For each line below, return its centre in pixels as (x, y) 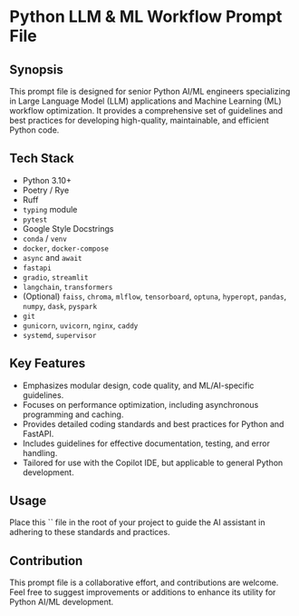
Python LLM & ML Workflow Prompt (146, 17)
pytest (35, 220)
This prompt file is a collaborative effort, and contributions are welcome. (144, 582)
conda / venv (45, 238)
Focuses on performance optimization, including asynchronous (140, 404)
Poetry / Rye (46, 190)
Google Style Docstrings (68, 228)
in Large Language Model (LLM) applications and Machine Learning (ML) (146, 101)
